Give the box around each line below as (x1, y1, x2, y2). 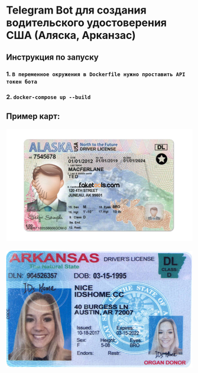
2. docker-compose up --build (6, 93, 91, 101)
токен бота (6, 78, 37, 85)
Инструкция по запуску (6, 52, 99, 62)
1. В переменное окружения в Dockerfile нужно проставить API (6, 70, 186, 78)
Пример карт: (6, 111, 60, 121)
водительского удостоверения (6, 16, 167, 30)
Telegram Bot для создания (6, 4, 147, 17)
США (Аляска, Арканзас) (6, 29, 136, 42)
